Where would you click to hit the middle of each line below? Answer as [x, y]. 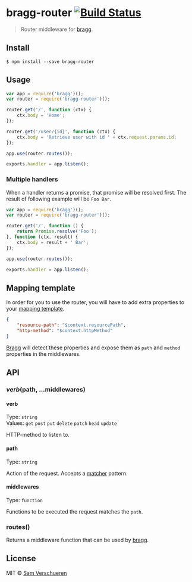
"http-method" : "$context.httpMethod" [65, 331]
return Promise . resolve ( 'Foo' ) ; [57, 231]
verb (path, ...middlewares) [46, 390]
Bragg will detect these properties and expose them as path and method [93, 348]
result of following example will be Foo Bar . [59, 199]
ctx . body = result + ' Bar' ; [53, 242]
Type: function [25, 500]
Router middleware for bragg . [57, 29]
